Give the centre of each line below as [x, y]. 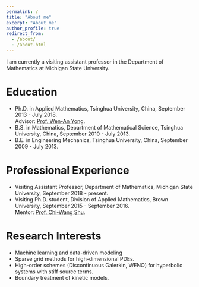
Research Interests [54, 236]
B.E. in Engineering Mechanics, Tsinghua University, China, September [101, 140]
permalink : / [22, 12]
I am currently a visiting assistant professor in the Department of [85, 61]
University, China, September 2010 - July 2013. [72, 134]
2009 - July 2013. [36, 146]
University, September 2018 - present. [61, 193]
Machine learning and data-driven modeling [69, 253]
